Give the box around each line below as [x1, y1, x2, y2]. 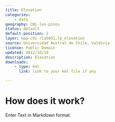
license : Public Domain [5, 45, 56, 50]
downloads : [5, 59, 28, 65]
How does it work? [5, 95, 85, 107]
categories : [5, 12, 30, 17]
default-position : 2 [5, 31, 49, 36]
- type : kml [14, 64, 40, 69]
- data [14, 17, 28, 22]
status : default [5, 26, 40, 32]
